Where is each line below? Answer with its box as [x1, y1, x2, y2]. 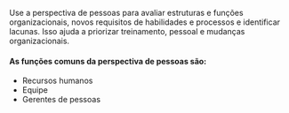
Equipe [21, 85, 49, 95]
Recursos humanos [21, 75, 93, 87]
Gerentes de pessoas [21, 94, 100, 105]
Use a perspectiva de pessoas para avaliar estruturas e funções [9, 8, 244, 18]
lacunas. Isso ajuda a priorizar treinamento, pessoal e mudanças [9, 26, 245, 36]
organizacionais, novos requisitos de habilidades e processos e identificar [9, 17, 281, 27]
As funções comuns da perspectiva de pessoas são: [9, 56, 207, 66]
